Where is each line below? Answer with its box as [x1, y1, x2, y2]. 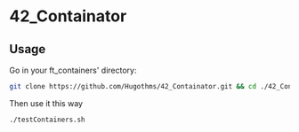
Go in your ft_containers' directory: [9, 65, 137, 75]
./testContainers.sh [9, 115, 86, 124]
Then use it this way [9, 97, 83, 108]
